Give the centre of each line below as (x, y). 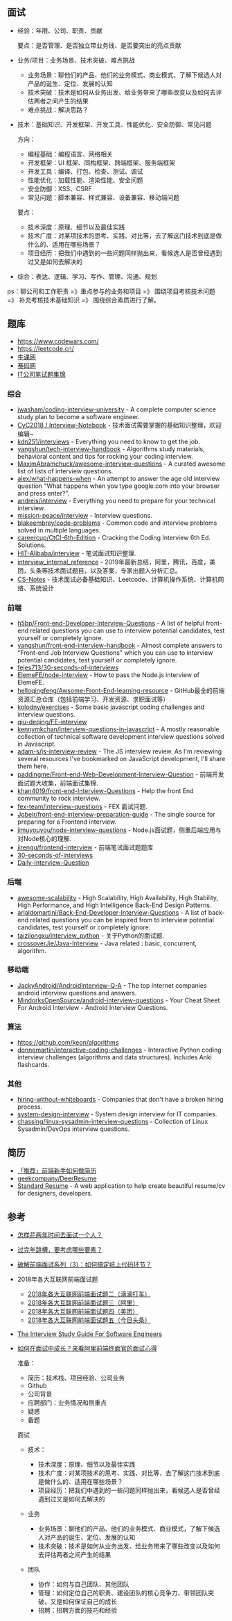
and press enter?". (43, 493)
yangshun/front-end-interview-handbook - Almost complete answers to (120, 646)
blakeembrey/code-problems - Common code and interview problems (117, 523)
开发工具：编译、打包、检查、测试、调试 (85, 171)
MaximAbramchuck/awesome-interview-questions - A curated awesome (121, 464)
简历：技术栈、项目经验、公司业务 (76, 1378)
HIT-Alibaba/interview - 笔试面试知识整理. (77, 553)
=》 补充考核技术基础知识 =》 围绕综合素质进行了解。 (84, 300)
